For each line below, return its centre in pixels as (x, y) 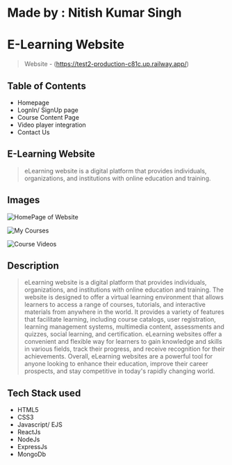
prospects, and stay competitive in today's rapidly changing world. (119, 371)
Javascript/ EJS (40, 425)
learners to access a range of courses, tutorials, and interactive (115, 305)
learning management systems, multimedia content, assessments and (124, 327)
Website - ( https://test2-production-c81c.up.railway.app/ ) (107, 64)
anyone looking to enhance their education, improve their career (116, 364)
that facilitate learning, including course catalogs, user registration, (120, 320)
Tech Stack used (44, 393)
